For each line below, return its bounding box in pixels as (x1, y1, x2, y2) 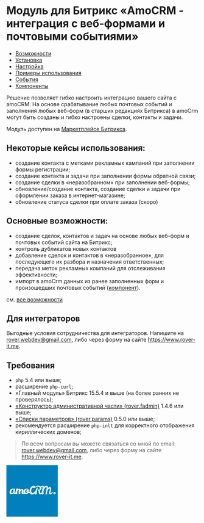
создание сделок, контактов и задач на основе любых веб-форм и (15, 232, 190, 239)
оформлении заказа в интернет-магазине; (15, 192, 126, 199)
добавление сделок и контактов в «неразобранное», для (15, 251, 164, 259)
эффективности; (15, 271, 58, 278)
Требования (6, 360, 55, 370)
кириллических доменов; (15, 428, 82, 436)
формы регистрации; (15, 165, 71, 173)
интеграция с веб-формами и (6, 16, 166, 31)
